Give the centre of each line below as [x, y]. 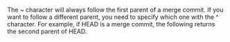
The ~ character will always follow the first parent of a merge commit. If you [115, 10]
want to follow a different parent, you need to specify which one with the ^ [113, 17]
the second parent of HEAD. [47, 31]
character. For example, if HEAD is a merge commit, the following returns [111, 24]
